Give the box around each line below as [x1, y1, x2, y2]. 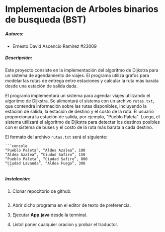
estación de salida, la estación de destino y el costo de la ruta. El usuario [5, 108, 154, 115]
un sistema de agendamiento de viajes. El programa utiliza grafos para [5, 73, 149, 78]
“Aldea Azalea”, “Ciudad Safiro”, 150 [5, 153, 85, 157]
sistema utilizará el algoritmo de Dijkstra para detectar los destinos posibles [5, 119, 160, 125]
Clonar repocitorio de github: [12, 188, 72, 194]
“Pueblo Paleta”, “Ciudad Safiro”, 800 [5, 156, 88, 162]
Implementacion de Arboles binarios [5, 3, 159, 15]
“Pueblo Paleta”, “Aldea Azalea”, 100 [5, 148, 85, 153]
